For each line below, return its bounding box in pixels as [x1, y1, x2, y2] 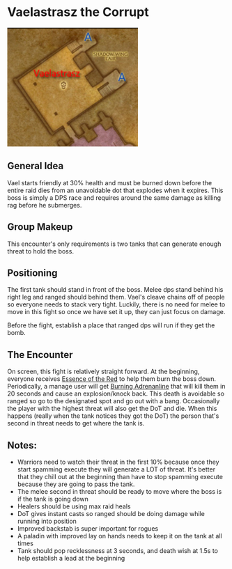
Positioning [7, 267, 58, 279]
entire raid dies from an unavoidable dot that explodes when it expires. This [7, 186, 224, 194]
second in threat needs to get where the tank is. [7, 419, 145, 428]
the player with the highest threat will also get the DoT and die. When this [7, 405, 217, 413]
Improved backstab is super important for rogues [17, 524, 159, 533]
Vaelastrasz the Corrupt [7, 4, 149, 20]
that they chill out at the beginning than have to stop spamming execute [17, 473, 223, 481]
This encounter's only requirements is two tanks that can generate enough [7, 240, 222, 248]
